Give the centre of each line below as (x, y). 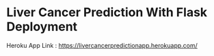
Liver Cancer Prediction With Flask (107, 12)
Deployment (42, 27)
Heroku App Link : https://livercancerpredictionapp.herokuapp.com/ (102, 45)
